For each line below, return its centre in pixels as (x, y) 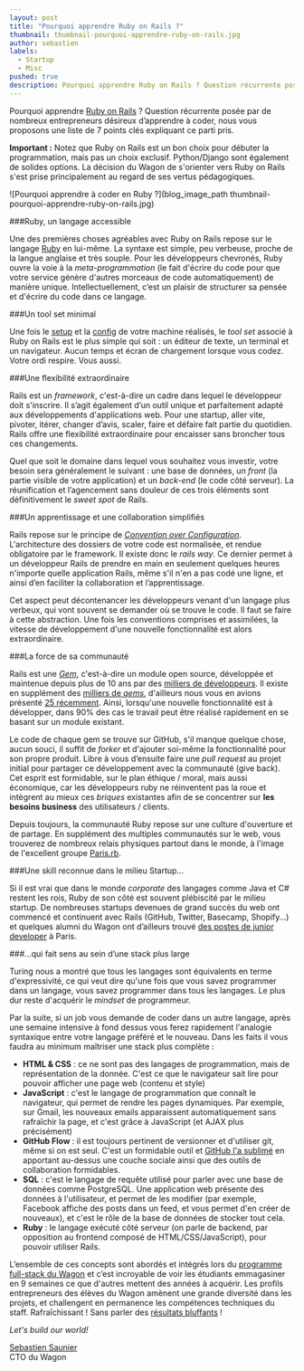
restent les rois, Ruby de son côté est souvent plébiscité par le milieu (138, 898)
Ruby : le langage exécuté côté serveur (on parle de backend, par (145, 1227)
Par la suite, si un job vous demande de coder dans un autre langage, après (150, 1017)
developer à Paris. (43, 936)
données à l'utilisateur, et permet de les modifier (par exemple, (139, 1198)
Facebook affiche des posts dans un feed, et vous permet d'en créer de (157, 1208)
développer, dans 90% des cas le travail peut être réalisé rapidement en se (149, 712)
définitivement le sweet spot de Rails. (79, 500)
